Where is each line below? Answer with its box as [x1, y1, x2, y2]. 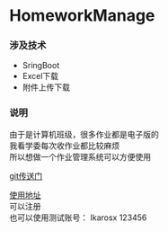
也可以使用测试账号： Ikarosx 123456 [9, 212, 147, 223]
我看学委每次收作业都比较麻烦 [9, 140, 119, 151]
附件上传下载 [22, 82, 70, 93]
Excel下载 [22, 71, 59, 82]
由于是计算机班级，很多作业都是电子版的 [9, 129, 159, 139]
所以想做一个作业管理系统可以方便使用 [9, 151, 151, 162]
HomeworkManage [9, 5, 155, 26]
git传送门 [9, 170, 43, 181]
